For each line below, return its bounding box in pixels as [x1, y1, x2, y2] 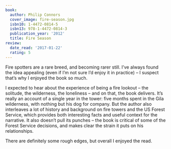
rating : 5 [10, 50, 31, 55]
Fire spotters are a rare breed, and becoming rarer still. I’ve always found [5, 64, 159, 70]
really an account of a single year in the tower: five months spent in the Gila [5, 95, 164, 102]
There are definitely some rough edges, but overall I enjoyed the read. [5, 138, 152, 144]
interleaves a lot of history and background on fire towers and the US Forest [5, 106, 165, 112]
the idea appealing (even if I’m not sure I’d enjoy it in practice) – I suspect [5, 69, 159, 75]
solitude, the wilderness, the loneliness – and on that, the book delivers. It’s [5, 90, 163, 96]
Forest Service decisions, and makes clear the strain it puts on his [5, 123, 144, 129]
